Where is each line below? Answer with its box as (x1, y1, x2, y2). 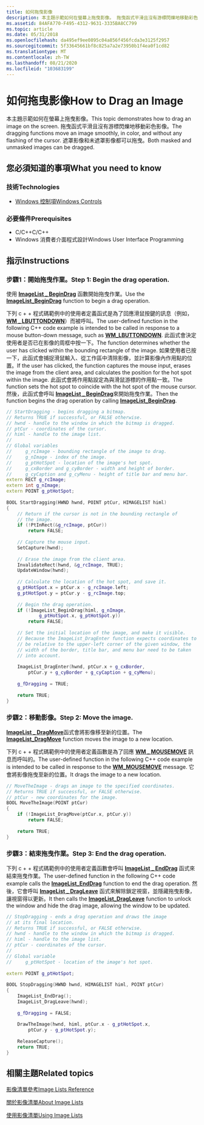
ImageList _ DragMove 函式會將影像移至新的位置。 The (6, 728, 143, 735)
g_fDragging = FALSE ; (17, 1010, 72, 1016)
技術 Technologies (6, 182, 60, 191)
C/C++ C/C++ (15, 229, 49, 236)
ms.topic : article (6, 26, 53, 32)
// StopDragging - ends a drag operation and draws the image (6, 913, 167, 920)
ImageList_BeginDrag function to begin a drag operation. (6, 297, 151, 304)
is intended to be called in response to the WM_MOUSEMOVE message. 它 (6, 763, 194, 770)
